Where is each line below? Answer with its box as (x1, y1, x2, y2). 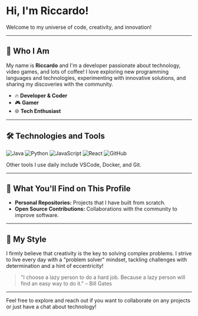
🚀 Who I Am (6, 46, 50, 56)
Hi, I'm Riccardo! (6, 4, 89, 18)
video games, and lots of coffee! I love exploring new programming (6, 68, 169, 75)
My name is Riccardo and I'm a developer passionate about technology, (6, 62, 181, 69)
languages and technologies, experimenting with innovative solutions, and (6, 74, 186, 81)
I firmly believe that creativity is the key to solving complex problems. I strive (6, 250, 192, 257)
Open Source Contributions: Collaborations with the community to (14, 205, 178, 212)
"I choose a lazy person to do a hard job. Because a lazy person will (20, 274, 186, 281)
